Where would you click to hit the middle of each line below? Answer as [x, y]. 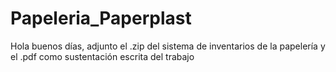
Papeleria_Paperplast [101, 18]
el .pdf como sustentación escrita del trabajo [102, 56]
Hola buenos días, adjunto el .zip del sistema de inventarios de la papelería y [168, 46]
